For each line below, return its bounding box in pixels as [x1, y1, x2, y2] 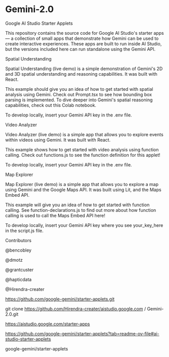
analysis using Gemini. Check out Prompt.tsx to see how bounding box [5, 91, 152, 97]
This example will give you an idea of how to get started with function [5, 202, 150, 208]
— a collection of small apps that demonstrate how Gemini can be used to [5, 35, 159, 41]
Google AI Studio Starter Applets [5, 20, 73, 26]
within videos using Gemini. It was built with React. [5, 137, 111, 143]
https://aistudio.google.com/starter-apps [5, 321, 90, 327]
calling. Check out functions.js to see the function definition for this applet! [5, 152, 160, 158]
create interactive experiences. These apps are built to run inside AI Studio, [5, 40, 162, 46]
